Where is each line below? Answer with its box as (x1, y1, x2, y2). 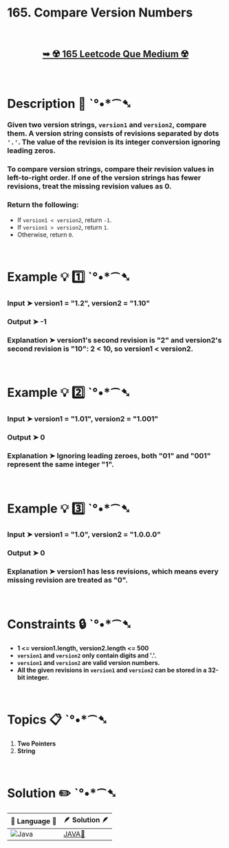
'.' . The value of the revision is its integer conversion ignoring (7, 138, 221, 147)
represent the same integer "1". (7, 459, 115, 469)
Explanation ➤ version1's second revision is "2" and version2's (7, 335, 222, 345)
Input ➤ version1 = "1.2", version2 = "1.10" (7, 298, 151, 307)
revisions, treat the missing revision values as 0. (7, 182, 172, 191)
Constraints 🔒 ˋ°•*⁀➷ (7, 616, 133, 632)
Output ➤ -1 (7, 316, 47, 326)
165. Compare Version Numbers (7, 5, 193, 21)
